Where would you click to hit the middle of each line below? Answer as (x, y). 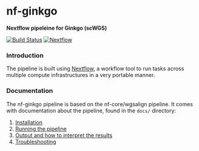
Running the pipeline (41, 129)
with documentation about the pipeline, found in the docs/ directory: (91, 110)
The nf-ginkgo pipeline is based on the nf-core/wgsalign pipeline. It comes (99, 104)
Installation (29, 122)
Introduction (25, 55)
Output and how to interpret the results (64, 135)
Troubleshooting (35, 141)
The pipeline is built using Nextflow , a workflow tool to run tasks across (95, 69)
